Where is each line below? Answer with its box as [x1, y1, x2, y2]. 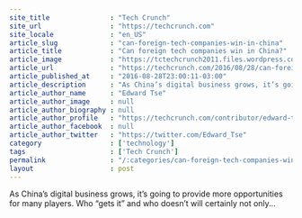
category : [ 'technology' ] [9, 139, 175, 148]
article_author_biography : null [9, 105, 135, 114]
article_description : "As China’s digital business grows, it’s [9, 80, 280, 89]
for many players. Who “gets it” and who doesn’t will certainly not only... [9, 198, 276, 209]
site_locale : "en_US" [9, 30, 147, 39]
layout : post [9, 164, 135, 173]
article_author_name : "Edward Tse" [9, 88, 167, 97]
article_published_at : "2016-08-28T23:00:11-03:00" [9, 72, 227, 81]
